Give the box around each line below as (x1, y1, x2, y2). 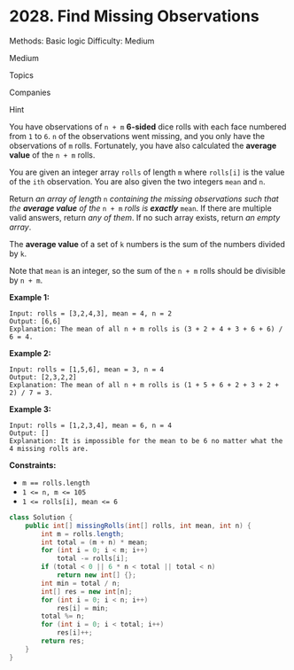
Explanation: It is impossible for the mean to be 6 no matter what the (9, 436, 283, 445)
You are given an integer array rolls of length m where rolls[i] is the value (9, 167, 285, 177)
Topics (9, 69, 34, 81)
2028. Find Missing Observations (9, 6, 259, 27)
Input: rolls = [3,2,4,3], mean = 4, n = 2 (9, 308, 173, 318)
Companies (9, 87, 51, 97)
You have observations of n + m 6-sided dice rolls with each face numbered (9, 121, 287, 132)
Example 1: (9, 292, 50, 302)
